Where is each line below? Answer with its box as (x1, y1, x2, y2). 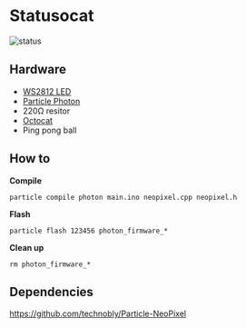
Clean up (9, 242, 44, 253)
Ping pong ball (22, 124, 77, 135)
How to (9, 151, 51, 166)
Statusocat (9, 5, 94, 26)
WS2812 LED (22, 85, 72, 96)
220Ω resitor (22, 105, 71, 116)
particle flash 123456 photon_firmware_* (9, 226, 169, 235)
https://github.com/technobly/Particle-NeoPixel (9, 308, 187, 319)
